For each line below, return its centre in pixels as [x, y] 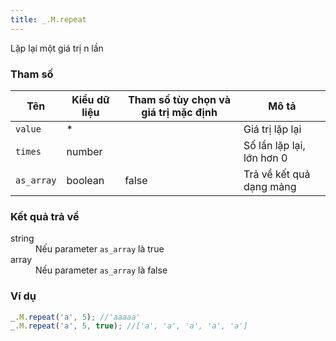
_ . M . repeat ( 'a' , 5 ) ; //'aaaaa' [75, 317]
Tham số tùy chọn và [179, 99]
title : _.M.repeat [48, 19]
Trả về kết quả [277, 174]
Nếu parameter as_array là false [101, 270]
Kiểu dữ [90, 99]
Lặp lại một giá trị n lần [57, 48]
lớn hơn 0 [265, 158]
